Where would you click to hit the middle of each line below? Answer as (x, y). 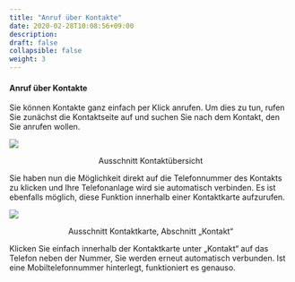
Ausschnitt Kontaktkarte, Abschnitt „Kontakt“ (151, 231)
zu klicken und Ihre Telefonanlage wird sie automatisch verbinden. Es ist (143, 188)
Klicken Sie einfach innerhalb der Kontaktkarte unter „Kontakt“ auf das (139, 249)
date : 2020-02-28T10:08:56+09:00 (72, 26)
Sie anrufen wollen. (45, 127)
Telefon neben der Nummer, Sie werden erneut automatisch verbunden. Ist (147, 258)
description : (34, 34)
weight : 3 (28, 59)
